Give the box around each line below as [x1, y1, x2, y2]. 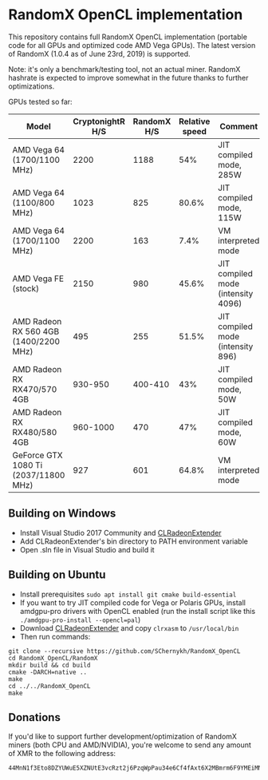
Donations [8, 711, 61, 724]
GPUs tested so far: [8, 97, 73, 106]
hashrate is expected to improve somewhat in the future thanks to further [8, 73, 249, 82]
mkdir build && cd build [8, 661, 91, 669]
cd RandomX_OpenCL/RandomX [8, 654, 98, 662]
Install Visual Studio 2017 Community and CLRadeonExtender [19, 528, 222, 537]
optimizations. [8, 81, 55, 91]
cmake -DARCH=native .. [8, 668, 88, 676]
